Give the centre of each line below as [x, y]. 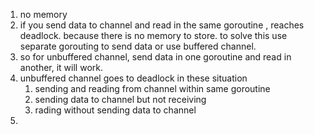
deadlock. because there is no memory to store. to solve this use [153, 35]
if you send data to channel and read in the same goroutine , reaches [162, 25]
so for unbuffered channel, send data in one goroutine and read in [155, 57]
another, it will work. [61, 67]
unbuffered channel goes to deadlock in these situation [133, 78]
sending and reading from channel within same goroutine [152, 88]
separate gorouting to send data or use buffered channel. [138, 46]
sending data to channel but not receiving [120, 99]
